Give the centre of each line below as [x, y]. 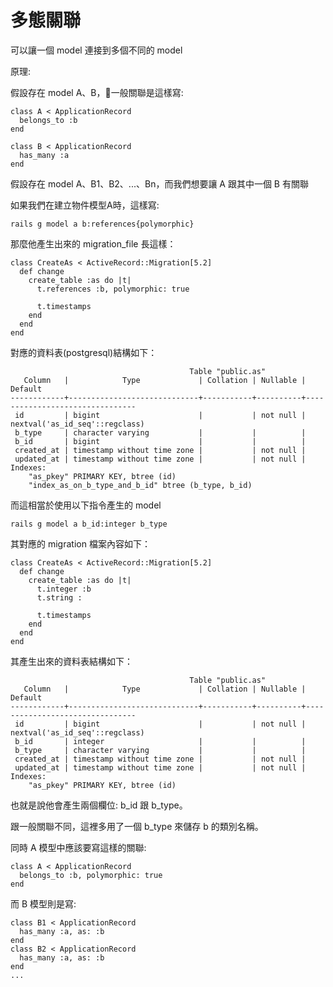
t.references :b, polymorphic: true [113, 289]
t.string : [59, 597]
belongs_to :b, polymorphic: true [91, 875]
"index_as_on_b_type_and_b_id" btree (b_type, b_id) [140, 485]
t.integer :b [64, 589]
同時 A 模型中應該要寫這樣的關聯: [78, 847]
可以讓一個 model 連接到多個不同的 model [96, 50]
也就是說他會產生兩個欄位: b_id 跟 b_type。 [99, 805]
